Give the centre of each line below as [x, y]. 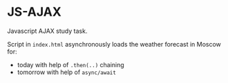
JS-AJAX [35, 12]
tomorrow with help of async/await [66, 72]
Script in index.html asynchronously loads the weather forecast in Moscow [114, 44]
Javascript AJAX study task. [47, 31]
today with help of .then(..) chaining [70, 64]
